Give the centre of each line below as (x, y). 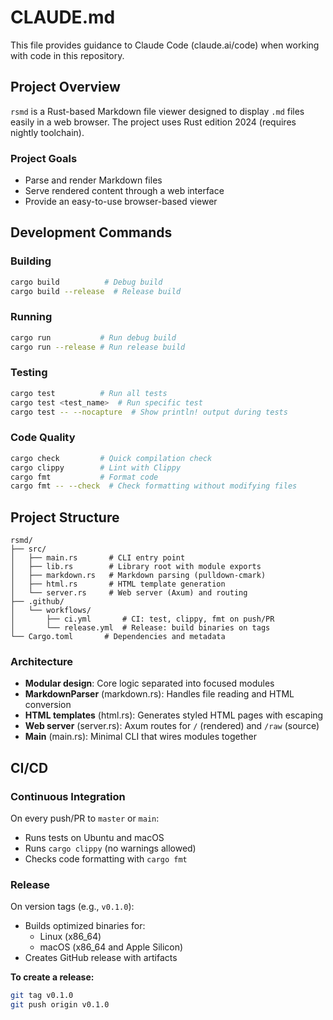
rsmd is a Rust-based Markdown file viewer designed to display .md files (157, 111)
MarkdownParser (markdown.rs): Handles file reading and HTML (159, 694)
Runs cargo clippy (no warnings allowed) (110, 848)
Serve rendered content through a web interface (124, 191)
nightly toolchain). (47, 132)
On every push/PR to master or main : (85, 818)
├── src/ (28, 549)
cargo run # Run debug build (93, 337)
